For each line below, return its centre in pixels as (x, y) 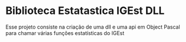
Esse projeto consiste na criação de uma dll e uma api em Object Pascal (93, 27)
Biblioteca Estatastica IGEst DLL (85, 11)
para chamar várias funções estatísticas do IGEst (65, 33)
